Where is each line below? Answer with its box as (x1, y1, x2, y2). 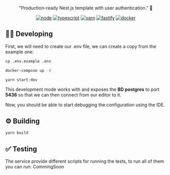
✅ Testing (5, 144, 37, 153)
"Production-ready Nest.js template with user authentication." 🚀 (18, 5, 153, 11)
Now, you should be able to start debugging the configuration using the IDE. (5, 102, 165, 108)
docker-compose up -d (5, 68, 52, 73)
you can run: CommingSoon (5, 163, 64, 169)
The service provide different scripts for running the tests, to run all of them (5, 158, 164, 164)
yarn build (5, 130, 29, 135)
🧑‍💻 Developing (5, 30, 53, 38)
